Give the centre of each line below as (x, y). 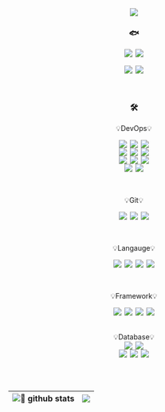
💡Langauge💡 (134, 248)
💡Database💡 (134, 337)
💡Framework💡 (134, 295)
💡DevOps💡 (134, 128)
